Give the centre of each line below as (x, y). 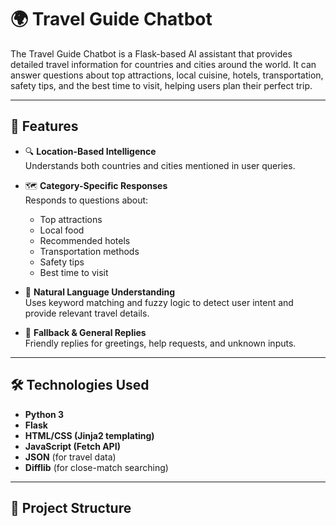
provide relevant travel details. (87, 313)
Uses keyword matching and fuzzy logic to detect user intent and (159, 302)
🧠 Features (44, 126)
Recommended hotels (85, 240)
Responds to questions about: (86, 200)
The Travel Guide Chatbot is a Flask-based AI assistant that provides (151, 53)
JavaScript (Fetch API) (72, 446)
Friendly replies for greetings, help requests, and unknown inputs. (160, 343)
